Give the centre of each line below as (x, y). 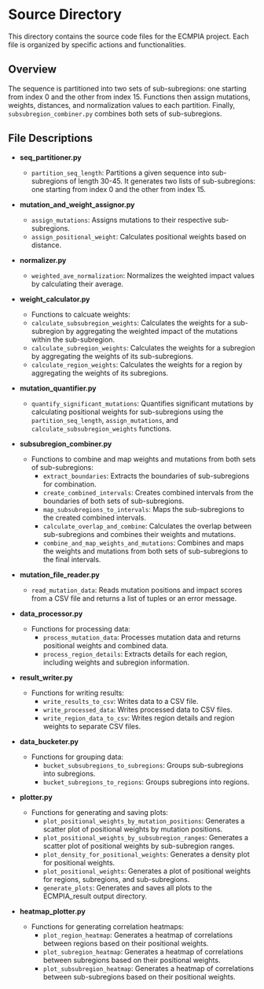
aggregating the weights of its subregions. (100, 372)
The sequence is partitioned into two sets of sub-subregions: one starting (128, 88)
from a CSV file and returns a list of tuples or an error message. (134, 598)
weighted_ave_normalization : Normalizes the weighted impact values (143, 275)
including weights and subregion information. (116, 662)
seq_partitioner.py (50, 157)
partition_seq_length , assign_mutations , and (104, 420)
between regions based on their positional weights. (126, 943)
